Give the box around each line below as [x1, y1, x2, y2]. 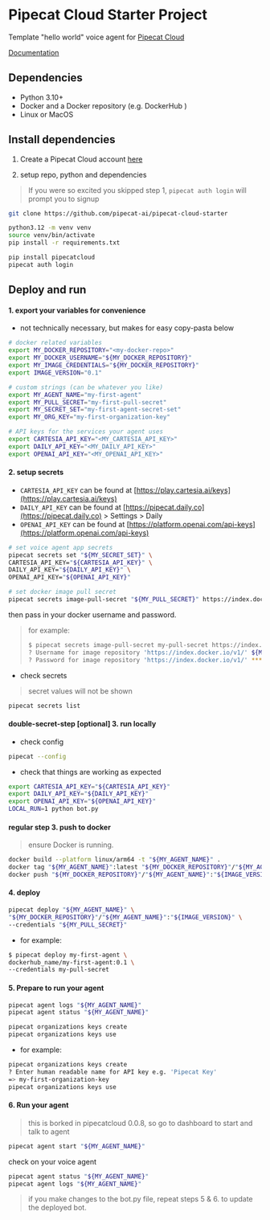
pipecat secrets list [8, 702, 81, 710]
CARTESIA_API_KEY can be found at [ [19, 485, 137, 495]
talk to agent [27, 1127, 70, 1136]
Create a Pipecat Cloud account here [19, 154, 143, 164]
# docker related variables [8, 339, 103, 347]
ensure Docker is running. [27, 840, 114, 849]
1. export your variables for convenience [8, 305, 146, 315]
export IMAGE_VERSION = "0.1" [8, 368, 103, 377]
